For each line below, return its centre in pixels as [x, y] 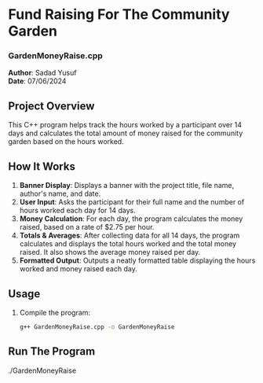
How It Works [42, 166]
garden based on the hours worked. [66, 142]
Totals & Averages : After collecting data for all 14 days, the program [130, 236]
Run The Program [52, 352]
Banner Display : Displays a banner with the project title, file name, [127, 186]
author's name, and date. [60, 193]
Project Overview [51, 106]
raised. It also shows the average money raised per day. [110, 252]
